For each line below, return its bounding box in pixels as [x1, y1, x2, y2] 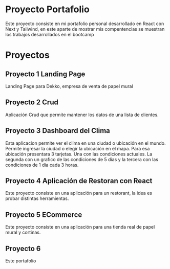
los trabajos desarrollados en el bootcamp [5, 31, 94, 37]
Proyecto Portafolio [5, 4, 90, 15]
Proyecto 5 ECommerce [5, 210, 82, 219]
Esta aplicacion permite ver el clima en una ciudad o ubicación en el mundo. [5, 140, 166, 146]
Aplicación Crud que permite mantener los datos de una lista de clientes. [5, 111, 159, 118]
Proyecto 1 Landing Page [5, 70, 86, 78]
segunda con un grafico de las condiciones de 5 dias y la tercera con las [5, 156, 159, 162]
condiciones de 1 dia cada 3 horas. [5, 162, 79, 168]
